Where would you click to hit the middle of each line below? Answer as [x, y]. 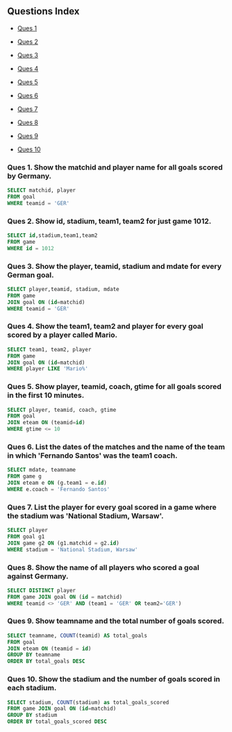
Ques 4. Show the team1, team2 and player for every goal [105, 326]
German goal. [31, 275]
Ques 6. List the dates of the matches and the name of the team [116, 447]
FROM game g [24, 476]
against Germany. [38, 576]
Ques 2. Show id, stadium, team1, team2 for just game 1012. [109, 221]
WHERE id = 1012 [31, 248]
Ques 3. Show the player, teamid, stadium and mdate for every [115, 266]
